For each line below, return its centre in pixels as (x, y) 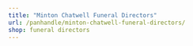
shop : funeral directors (49, 30)
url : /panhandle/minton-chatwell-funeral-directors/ (97, 23)
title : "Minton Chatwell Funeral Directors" (83, 15)
